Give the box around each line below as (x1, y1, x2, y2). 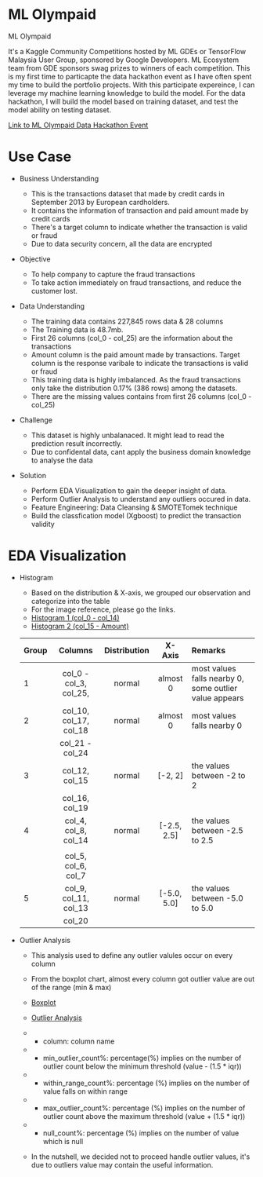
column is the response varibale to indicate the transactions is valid (31, 358, 249, 367)
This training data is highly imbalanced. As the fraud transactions (31, 375, 241, 384)
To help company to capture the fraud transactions (31, 269, 196, 279)
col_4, (64, 815, 88, 826)
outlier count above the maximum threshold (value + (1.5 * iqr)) (42, 1111, 246, 1120)
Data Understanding (19, 301, 85, 311)
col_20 (63, 915, 88, 926)
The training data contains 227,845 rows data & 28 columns (31, 316, 224, 326)
